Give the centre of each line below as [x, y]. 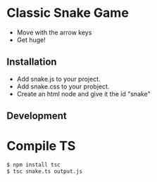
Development [37, 116]
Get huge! [31, 39]
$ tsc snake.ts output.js [44, 171]
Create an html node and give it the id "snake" [83, 93]
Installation [32, 62]
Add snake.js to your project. [58, 79]
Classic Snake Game [68, 13]
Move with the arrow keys [54, 32]
